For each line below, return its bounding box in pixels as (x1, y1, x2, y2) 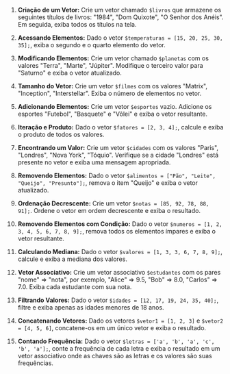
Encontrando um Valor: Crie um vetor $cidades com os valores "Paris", (17, 144, 218, 151)
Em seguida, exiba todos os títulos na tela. (17, 21, 137, 28)
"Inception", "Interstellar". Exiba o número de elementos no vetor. (17, 89, 202, 97)
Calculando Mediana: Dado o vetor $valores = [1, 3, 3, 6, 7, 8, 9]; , (17, 248, 223, 255)
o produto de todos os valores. (17, 130, 105, 138)
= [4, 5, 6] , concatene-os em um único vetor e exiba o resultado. (17, 324, 207, 332)
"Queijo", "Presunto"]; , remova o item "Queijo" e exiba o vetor (17, 179, 198, 187)
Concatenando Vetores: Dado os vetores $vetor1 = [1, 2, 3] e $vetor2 (17, 316, 224, 325)
